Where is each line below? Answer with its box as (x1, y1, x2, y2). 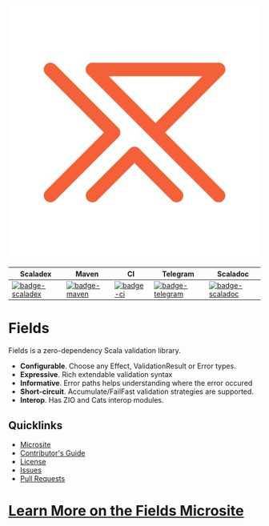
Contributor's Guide (19, 448, 86, 458)
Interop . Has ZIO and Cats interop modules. (19, 396, 164, 405)
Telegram (162, 269, 195, 279)
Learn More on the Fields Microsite (8, 502, 244, 520)
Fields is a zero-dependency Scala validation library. (8, 346, 182, 355)
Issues (19, 465, 42, 475)
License (19, 457, 46, 466)
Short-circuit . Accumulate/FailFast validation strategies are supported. (19, 387, 255, 396)
